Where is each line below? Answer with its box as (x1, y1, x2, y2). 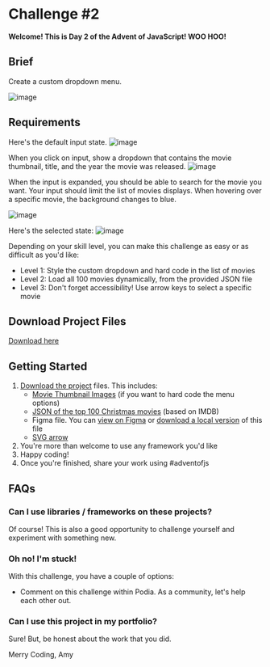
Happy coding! (19, 450, 69, 459)
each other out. (19, 596, 72, 606)
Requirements (8, 116, 81, 129)
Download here (8, 336, 59, 346)
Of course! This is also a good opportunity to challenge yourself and (8, 524, 235, 534)
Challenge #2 (8, 5, 100, 23)
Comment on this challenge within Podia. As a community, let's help (19, 587, 246, 597)
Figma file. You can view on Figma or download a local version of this (31, 416, 263, 425)
